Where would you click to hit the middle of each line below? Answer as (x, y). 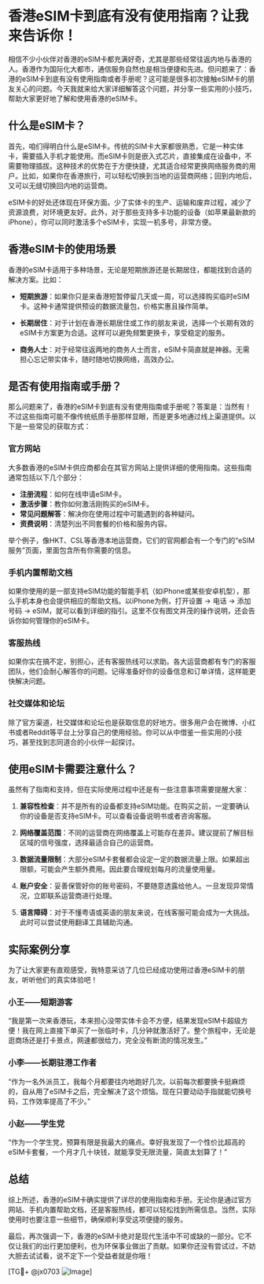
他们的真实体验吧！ (66, 980)
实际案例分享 (39, 949)
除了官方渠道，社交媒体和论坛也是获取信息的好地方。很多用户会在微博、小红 (132, 722)
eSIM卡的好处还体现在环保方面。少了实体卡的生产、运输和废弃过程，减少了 (130, 202)
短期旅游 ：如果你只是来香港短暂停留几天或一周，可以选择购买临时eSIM (134, 296)
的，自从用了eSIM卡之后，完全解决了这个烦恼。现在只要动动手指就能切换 (126, 1091)
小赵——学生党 (37, 1123)
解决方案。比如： (36, 279)
